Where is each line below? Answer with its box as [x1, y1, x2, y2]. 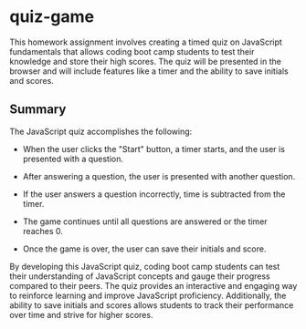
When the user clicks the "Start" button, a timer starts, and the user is [22, 143, 286, 154]
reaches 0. [22, 225, 64, 236]
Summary [9, 102, 67, 118]
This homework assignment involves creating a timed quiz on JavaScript [9, 36, 283, 47]
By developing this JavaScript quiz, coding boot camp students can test [9, 261, 280, 272]
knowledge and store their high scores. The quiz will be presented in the [9, 56, 281, 67]
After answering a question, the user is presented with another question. [22, 170, 296, 181]
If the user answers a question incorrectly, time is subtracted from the [22, 189, 286, 200]
